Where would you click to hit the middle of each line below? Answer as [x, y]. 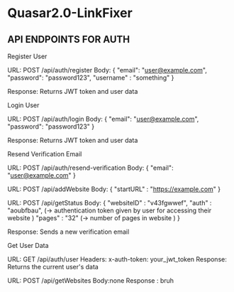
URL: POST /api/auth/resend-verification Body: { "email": [90, 168]
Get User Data [28, 245]
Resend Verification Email [45, 154]
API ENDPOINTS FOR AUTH [69, 39]
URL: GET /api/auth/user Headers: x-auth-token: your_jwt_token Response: [117, 259]
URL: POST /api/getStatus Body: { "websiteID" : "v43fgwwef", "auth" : [110, 203]
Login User [23, 105]
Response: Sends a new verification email [68, 232]
